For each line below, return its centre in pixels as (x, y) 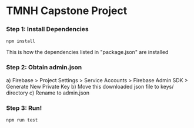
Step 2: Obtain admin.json (44, 68)
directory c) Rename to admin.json (48, 93)
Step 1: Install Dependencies (48, 29)
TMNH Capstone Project (67, 11)
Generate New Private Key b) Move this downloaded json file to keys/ (90, 86)
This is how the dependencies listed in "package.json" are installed (87, 52)
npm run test (22, 120)
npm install (21, 41)
